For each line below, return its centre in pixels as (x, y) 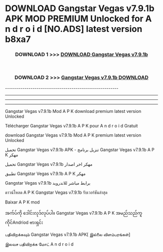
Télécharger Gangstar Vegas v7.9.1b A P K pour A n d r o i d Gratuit (72, 126)
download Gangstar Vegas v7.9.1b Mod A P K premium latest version (73, 135)
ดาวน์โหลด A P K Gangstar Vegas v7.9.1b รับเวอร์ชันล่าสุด (56, 192)
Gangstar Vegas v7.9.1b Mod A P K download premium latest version (73, 111)
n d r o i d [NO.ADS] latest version (74, 29)
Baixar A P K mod (23, 202)
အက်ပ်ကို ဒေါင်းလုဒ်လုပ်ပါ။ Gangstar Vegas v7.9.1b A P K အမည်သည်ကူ (73, 213)
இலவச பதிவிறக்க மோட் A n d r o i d (39, 244)
